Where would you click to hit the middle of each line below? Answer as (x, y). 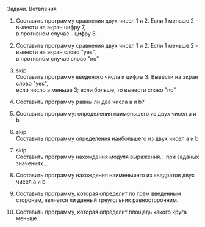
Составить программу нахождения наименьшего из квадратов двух (105, 175)
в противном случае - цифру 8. (56, 34)
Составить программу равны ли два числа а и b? (80, 102)
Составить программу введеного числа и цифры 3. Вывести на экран (107, 77)
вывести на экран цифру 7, (51, 27)
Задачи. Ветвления (32, 9)
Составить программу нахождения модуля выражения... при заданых (107, 157)
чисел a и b (31, 182)
